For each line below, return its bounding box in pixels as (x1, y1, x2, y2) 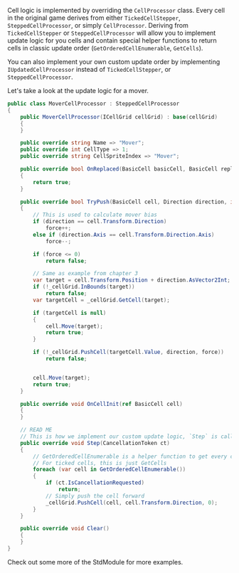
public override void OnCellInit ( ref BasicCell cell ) (20, 400, 183, 407)
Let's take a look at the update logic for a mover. (7, 87, 149, 95)
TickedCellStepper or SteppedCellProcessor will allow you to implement (7, 28, 216, 37)
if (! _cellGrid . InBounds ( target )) (33, 284, 135, 291)
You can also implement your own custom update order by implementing (7, 58, 221, 66)
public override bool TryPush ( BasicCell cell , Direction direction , (20, 198, 228, 205)
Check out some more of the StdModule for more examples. (7, 557, 184, 566)
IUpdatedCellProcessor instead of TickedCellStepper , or (7, 65, 171, 73)
